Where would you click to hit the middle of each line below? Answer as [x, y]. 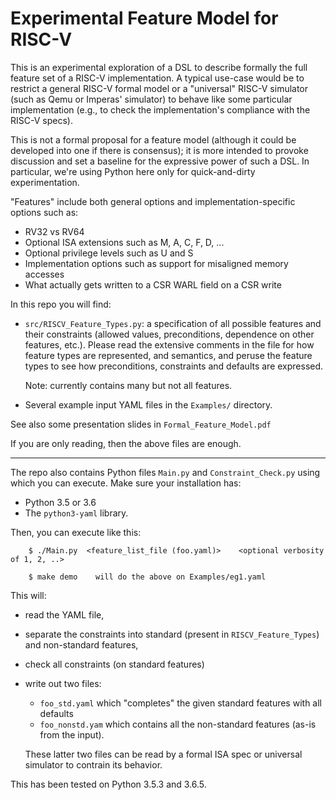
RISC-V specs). [41, 120]
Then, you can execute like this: [76, 532]
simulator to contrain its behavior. [93, 764]
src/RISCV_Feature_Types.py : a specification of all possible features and [173, 323]
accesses [44, 274]
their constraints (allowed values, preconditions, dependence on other [169, 334]
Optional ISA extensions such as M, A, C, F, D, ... [124, 242]
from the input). [72, 734]
